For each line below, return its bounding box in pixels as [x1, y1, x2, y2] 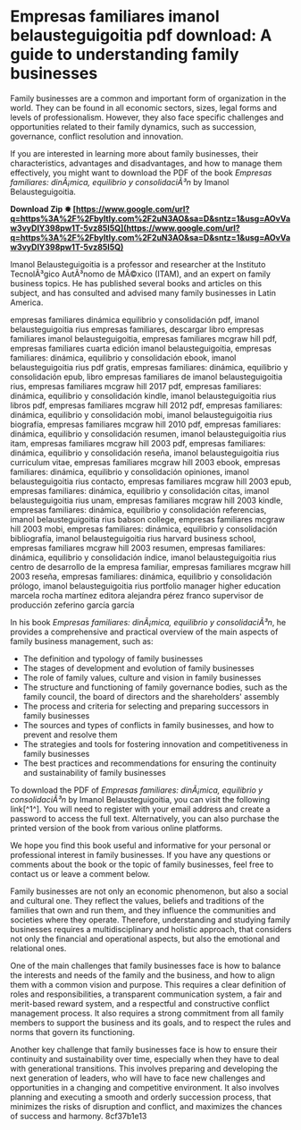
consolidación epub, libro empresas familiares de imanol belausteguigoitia [10, 371, 283, 382]
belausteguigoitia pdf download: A [10, 25, 272, 46]
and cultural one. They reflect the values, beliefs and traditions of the [10, 895, 264, 905]
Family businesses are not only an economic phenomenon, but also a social [10, 886, 288, 896]
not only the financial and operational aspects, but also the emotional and [10, 933, 280, 944]
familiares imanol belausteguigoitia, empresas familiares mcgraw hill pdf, [10, 333, 278, 344]
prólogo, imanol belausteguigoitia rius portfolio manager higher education [10, 580, 281, 591]
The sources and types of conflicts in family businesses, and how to [22, 719, 275, 730]
